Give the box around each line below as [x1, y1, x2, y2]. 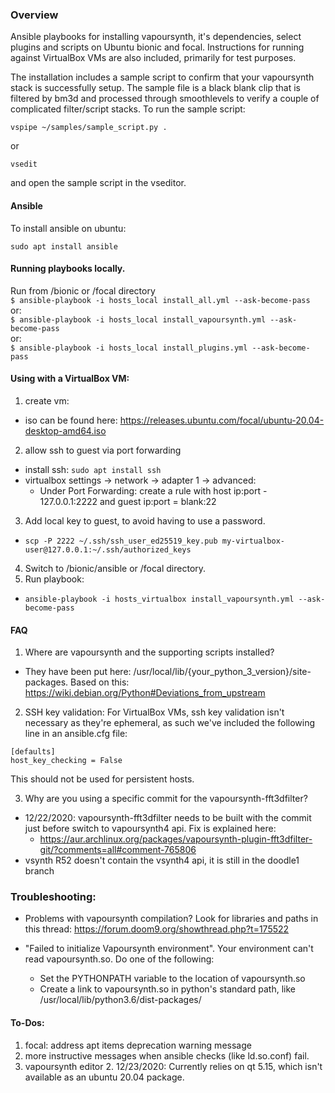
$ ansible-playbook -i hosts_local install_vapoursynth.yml [10, 314, 267, 325]
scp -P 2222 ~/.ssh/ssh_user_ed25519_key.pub [24, 536, 218, 546]
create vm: [24, 394, 70, 407]
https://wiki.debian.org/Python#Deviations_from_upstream [24, 687, 266, 699]
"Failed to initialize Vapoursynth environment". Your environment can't [24, 943, 314, 955]
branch [24, 865, 55, 877]
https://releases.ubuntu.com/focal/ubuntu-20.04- [119, 414, 325, 426]
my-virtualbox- [221, 536, 286, 546]
